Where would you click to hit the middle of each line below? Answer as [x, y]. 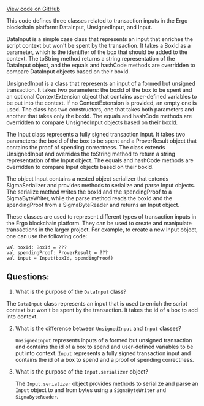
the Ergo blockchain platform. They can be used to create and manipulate [99, 223]
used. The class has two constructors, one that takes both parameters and [100, 109]
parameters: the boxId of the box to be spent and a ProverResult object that [102, 141]
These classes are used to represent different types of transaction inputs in [101, 216]
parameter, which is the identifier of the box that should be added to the [97, 52]
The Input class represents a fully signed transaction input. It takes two [96, 134]
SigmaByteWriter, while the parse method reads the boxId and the [89, 198]
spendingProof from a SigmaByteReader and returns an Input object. [93, 205]
